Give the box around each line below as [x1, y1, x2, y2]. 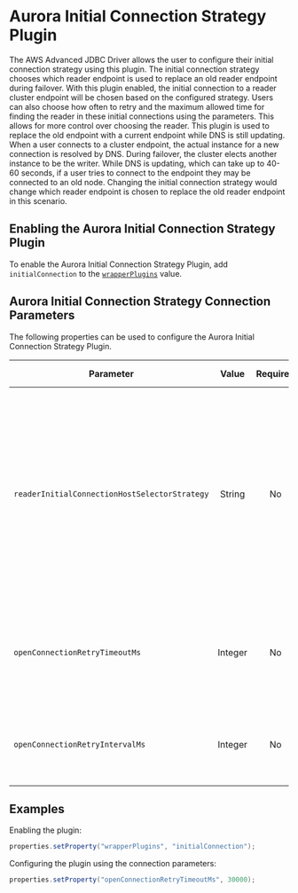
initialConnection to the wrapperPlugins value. [9, 268, 183, 278]
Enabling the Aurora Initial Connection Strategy [9, 222, 276, 237]
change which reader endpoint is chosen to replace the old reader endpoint [9, 186, 286, 197]
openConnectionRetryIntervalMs [13, 739, 146, 749]
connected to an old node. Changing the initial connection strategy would [9, 176, 278, 187]
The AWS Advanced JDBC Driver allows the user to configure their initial [9, 54, 274, 65]
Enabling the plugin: [9, 825, 82, 835]
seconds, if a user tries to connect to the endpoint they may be [20, 167, 251, 178]
